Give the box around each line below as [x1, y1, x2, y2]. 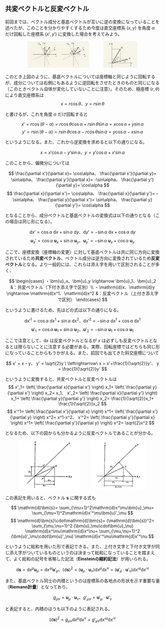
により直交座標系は [5, 92, 44, 98]
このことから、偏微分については [5, 160, 70, 166]
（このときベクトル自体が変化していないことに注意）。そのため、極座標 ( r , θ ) [5, 86, 160, 92]
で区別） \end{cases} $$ [57, 296, 108, 302]
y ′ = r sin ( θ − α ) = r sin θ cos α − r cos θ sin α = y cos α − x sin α [22, 129, 143, 135]
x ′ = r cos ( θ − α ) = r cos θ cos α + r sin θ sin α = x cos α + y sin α [21, 121, 144, 127]
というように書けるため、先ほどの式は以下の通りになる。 [5, 307, 121, 313]
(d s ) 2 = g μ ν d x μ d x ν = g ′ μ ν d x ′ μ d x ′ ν [49, 616, 116, 624]
